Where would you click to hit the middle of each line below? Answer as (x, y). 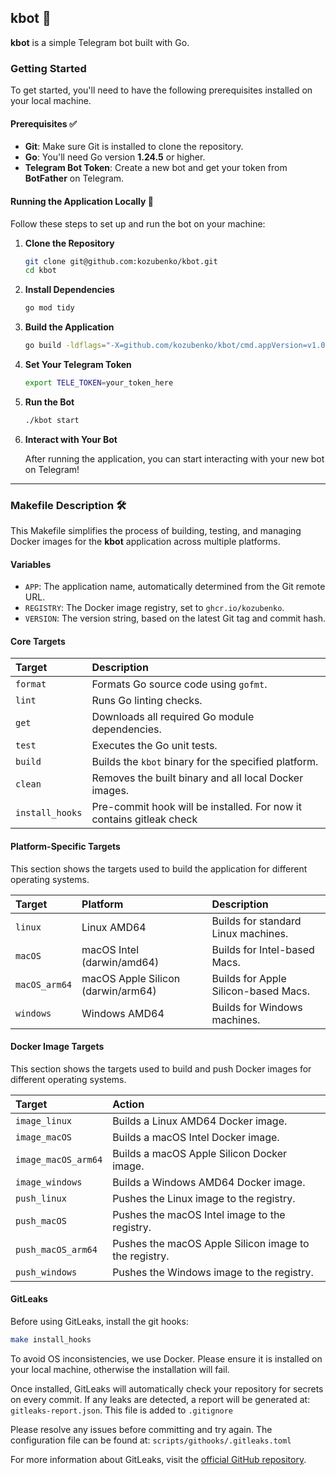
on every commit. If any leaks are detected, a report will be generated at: (160, 1399)
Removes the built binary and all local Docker (197, 778)
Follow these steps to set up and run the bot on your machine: (138, 223)
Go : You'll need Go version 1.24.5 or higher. (115, 157)
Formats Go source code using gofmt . (179, 684)
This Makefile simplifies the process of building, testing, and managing (156, 531)
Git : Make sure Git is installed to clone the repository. (134, 147)
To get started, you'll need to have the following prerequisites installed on (161, 90)
